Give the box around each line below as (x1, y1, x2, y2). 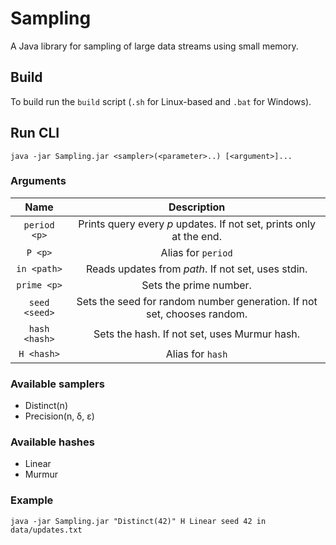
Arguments (10, 174, 67, 188)
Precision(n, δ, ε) (24, 410, 95, 422)
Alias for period (160, 245, 233, 259)
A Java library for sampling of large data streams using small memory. (10, 40, 299, 52)
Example (10, 493, 54, 507)
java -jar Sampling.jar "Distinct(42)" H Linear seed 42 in (10, 516, 267, 526)
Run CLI (10, 125, 60, 142)
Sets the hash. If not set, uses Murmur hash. (93, 327, 301, 341)
